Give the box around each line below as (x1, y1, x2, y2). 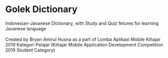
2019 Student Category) (5, 47, 56, 53)
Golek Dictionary (5, 4, 78, 15)
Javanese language (5, 25, 47, 31)
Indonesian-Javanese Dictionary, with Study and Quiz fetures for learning (5, 20, 159, 26)
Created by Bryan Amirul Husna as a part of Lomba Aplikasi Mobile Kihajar (5, 36, 161, 42)
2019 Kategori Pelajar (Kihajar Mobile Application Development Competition (5, 41, 163, 47)
